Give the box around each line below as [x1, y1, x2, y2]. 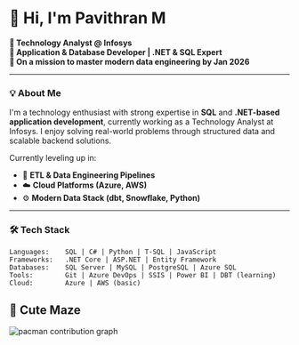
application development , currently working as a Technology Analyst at [9, 116, 274, 127]
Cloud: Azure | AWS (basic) [9, 278, 141, 287]
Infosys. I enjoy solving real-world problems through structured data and [9, 126, 276, 137]
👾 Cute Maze [9, 302, 82, 317]
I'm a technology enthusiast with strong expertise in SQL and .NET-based [9, 107, 280, 118]
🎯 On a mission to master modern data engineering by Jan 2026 [9, 56, 250, 67]
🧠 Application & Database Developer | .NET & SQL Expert [9, 46, 222, 57]
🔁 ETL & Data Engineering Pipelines [21, 170, 156, 181]
